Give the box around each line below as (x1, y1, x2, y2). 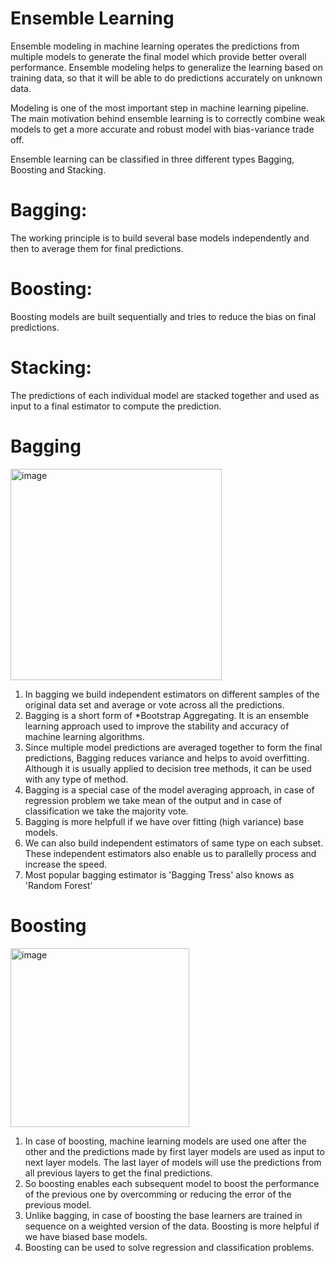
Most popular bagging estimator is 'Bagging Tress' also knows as (24, 868, 295, 881)
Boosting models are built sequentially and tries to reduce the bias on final (10, 310, 317, 322)
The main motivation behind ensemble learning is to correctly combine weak (10, 112, 326, 124)
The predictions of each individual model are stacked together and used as (10, 389, 320, 401)
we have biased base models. (24, 1230, 148, 1242)
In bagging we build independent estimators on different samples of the (24, 688, 320, 700)
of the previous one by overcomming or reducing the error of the (24, 1188, 292, 1200)
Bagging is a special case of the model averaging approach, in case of (24, 783, 315, 796)
